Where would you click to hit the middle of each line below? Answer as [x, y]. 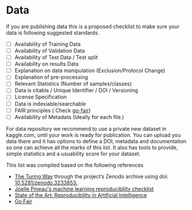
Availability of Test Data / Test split [56, 57]
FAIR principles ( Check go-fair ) [52, 110]
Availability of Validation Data [49, 51]
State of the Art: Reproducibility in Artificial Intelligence [81, 195]
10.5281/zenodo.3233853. [46, 182]
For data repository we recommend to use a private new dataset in [86, 128]
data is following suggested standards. [53, 32]
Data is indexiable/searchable [50, 104]
